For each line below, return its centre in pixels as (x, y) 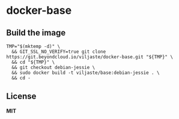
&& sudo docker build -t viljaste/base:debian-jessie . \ (86, 73)
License (21, 96)
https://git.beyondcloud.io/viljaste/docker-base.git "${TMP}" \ (89, 57)
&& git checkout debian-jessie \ (53, 67)
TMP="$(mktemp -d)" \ (33, 46)
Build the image (36, 33)
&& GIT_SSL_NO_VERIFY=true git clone (59, 52)
